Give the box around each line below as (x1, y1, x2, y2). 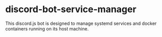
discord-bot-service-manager (5, 4, 136, 15)
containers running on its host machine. (5, 25, 89, 31)
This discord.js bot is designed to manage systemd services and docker (5, 20, 157, 26)
